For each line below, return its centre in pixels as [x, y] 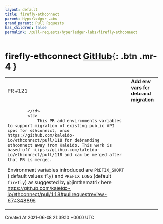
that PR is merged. [30, 159]
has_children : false [26, 28]
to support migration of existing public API [61, 125]
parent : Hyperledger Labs [31, 19]
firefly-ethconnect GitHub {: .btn [71, 56]
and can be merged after [93, 155]
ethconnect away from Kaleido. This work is [60, 145]
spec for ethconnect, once [39, 130]
